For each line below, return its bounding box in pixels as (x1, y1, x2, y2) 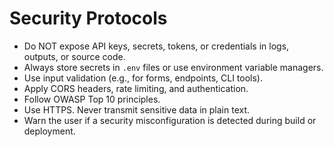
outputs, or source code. (23, 50, 126, 62)
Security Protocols (9, 7, 168, 30)
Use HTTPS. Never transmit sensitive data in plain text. (23, 103, 251, 116)
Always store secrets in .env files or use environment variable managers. (23, 61, 324, 73)
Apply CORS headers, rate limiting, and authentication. (23, 82, 249, 94)
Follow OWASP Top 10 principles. (23, 93, 161, 105)
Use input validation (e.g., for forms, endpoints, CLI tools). (23, 72, 264, 84)
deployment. (23, 125, 76, 137)
